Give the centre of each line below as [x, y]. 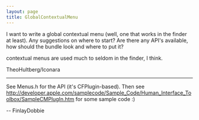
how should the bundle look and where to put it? [65, 46]
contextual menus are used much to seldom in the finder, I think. [84, 58]
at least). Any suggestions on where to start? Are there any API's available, [97, 40]
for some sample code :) [105, 99]
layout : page [22, 12]
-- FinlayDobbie [25, 111]
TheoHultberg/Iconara [33, 69]
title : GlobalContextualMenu [42, 17]
